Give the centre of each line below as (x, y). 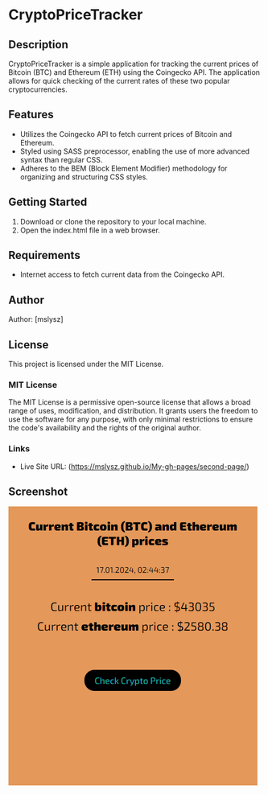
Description (38, 45)
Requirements (44, 255)
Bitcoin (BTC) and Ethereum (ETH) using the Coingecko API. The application (134, 72)
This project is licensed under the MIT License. (86, 364)
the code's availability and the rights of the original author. (105, 428)
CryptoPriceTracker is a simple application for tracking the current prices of (134, 64)
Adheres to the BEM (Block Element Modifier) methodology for (124, 168)
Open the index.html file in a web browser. (90, 230)
